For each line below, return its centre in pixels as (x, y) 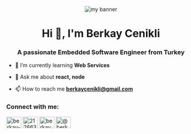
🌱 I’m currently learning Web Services (62, 65)
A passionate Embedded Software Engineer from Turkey (101, 52)
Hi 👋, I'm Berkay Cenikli (101, 34)
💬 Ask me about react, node (50, 77)
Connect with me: (33, 107)
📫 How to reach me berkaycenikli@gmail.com (74, 89)
